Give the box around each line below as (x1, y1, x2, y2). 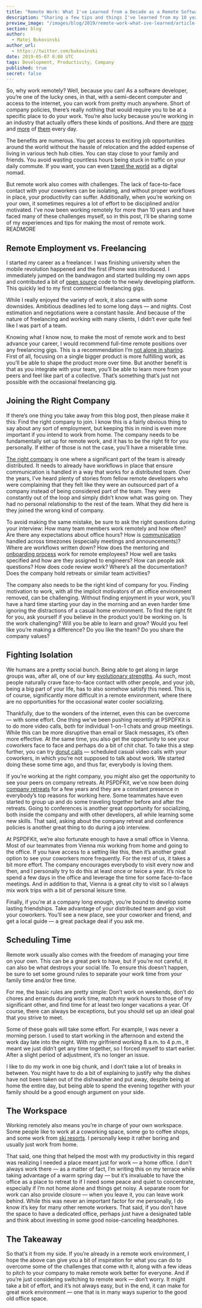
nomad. (6, 169, 25, 177)
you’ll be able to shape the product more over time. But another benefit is (6, 359, 188, 366)
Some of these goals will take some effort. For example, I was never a (6, 1025, 179, 1033)
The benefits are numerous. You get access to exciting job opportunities (6, 137, 185, 145)
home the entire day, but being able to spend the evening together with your (6, 1082, 195, 1089)
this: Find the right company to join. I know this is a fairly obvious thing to (6, 418, 188, 425)
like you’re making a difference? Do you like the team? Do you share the (6, 626, 184, 633)
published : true (6, 64, 47, 71)
